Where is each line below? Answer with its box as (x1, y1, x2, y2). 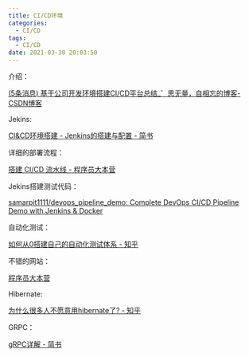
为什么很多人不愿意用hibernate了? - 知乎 (8, 306, 142, 315)
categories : (8, 19, 48, 27)
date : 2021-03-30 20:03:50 (8, 49, 98, 57)
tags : (8, 33, 26, 42)
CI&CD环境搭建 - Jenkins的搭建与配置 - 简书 (8, 131, 154, 140)
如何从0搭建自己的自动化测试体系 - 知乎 (8, 240, 139, 249)
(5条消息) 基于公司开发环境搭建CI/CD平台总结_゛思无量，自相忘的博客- (8, 88, 241, 98)
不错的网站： (8, 257, 50, 265)
